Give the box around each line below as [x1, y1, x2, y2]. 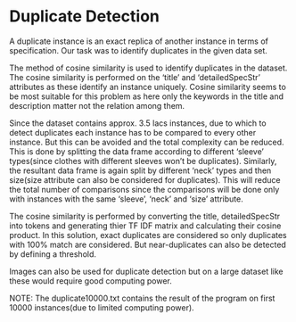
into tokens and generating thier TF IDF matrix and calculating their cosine [9, 220, 282, 231]
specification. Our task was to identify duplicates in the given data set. [9, 45, 267, 55]
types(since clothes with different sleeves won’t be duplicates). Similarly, [9, 155, 277, 166]
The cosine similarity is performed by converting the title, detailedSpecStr [9, 211, 281, 221]
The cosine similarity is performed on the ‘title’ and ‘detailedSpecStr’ [9, 71, 261, 82]
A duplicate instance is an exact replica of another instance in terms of [9, 36, 269, 46]
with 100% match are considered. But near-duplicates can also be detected [9, 239, 287, 250]
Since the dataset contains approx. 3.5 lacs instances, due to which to [9, 118, 267, 128]
